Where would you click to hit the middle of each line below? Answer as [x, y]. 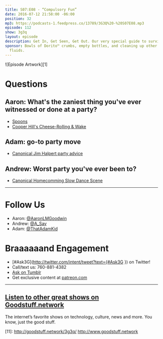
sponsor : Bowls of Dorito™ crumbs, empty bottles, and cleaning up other [81, 46]
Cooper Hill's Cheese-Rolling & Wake [49, 126]
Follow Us [25, 205]
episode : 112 [18, 28]
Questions [26, 84]
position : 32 [18, 19]
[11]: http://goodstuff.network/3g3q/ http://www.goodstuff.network [72, 331]
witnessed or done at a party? [51, 110]
